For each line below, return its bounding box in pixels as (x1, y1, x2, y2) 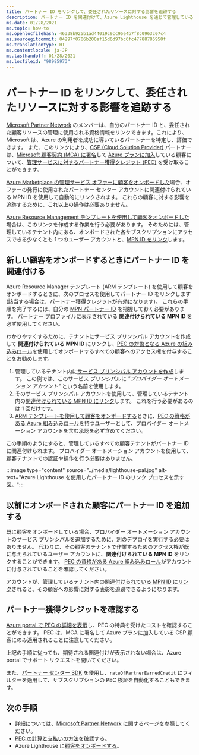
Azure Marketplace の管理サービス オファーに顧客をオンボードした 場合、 (6, 179, 186, 186)
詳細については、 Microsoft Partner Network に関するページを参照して (14, 720, 185, 727)
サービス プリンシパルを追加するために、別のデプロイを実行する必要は (16, 536, 190, 543)
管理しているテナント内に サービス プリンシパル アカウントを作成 (14, 368, 174, 375)
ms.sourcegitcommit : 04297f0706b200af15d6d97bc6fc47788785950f (6, 36, 166, 42)
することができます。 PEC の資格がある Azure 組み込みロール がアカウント (11, 558, 192, 565)
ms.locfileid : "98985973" (6, 58, 70, 64)
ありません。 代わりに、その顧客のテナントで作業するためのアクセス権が (6, 543, 184, 550)
